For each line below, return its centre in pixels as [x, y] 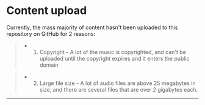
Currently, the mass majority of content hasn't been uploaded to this [92, 27]
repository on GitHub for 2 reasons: [51, 33]
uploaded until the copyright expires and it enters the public [115, 58]
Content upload [47, 11]
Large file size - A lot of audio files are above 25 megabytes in [117, 83]
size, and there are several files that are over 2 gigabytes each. [119, 89]
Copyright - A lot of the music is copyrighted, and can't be [113, 52]
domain [49, 65]
